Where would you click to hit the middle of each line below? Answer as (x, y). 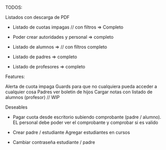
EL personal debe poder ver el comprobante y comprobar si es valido (85, 122)
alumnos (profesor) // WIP (33, 97)
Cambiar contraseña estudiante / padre (54, 142)
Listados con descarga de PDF (37, 17)
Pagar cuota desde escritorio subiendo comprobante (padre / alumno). (87, 117)
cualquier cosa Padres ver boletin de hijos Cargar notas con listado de (79, 92)
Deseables (17, 107)
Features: (15, 77)
